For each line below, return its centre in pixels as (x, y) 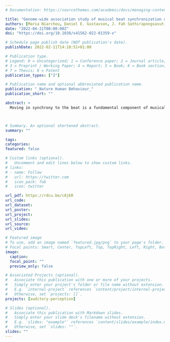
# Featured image (24, 238)
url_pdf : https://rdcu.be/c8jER (39, 196)
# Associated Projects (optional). (43, 275)
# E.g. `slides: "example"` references (50, 322)
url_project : (19, 214)
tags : (11, 140)
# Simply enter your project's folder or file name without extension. (85, 285)
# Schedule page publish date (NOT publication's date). (67, 43)
